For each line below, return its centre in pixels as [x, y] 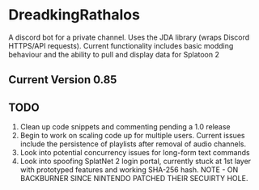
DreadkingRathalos [74, 15]
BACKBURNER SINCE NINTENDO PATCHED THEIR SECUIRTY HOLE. [134, 179]
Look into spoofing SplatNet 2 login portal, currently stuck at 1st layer [136, 161]
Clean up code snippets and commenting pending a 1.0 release [125, 127]
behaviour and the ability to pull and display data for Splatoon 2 [114, 54]
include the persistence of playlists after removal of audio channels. [133, 144]
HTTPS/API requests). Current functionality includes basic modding [121, 45]
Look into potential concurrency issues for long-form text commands [135, 153]
